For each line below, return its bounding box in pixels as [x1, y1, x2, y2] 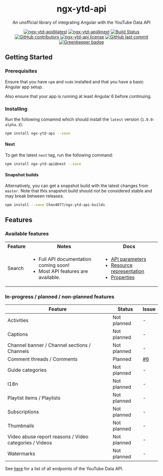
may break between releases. [5, 193, 65, 199]
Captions [7, 331, 28, 337]
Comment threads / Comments [7, 355, 78, 362]
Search [7, 265, 24, 271]
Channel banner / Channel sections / [7, 342, 91, 349]
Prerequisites [5, 68, 37, 75]
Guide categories [7, 366, 47, 373]
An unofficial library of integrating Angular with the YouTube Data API [12, 19, 151, 25]
